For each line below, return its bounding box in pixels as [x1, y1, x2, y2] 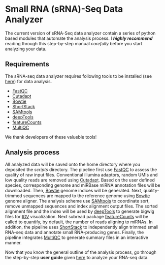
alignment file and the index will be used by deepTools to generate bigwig [5, 208, 155, 214]
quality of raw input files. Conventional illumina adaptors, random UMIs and [5, 172, 158, 177]
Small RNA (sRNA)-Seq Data [5, 3, 123, 15]
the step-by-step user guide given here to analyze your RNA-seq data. [5, 254, 149, 260]
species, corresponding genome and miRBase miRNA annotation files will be [5, 182, 161, 188]
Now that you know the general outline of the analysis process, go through [5, 249, 157, 255]
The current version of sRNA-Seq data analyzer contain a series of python [5, 30, 156, 36]
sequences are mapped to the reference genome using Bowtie [23, 193, 150, 199]
